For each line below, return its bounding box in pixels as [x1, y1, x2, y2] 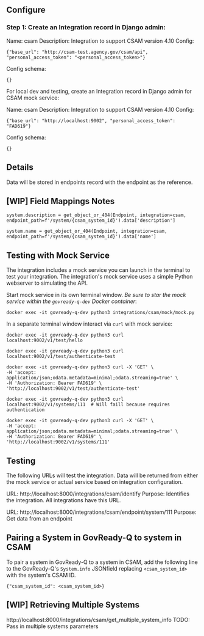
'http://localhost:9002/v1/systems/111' [6, 439, 111, 445]
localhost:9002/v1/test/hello [6, 337, 83, 344]
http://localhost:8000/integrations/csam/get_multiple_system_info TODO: [6, 616, 190, 623]
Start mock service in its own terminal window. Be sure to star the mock [6, 291, 186, 299]
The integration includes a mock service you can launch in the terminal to [6, 266, 191, 274]
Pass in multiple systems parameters [6, 623, 99, 630]
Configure [6, 5, 46, 15]
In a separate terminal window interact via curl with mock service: [6, 320, 172, 327]
